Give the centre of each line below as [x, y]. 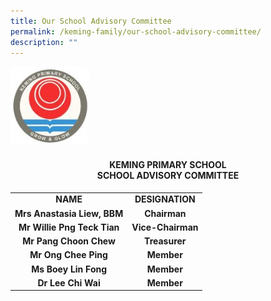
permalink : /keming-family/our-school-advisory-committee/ [136, 31]
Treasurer [165, 241]
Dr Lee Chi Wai [69, 282]
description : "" [44, 42]
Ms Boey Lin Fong [69, 269]
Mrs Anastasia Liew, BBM [69, 213]
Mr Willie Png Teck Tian [69, 227]
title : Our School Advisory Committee [91, 21]
